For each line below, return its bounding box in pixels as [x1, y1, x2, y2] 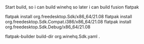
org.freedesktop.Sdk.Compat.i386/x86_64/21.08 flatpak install [5, 19, 132, 24]
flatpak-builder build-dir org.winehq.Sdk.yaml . [5, 34, 100, 39]
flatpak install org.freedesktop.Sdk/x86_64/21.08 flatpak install [5, 14, 132, 19]
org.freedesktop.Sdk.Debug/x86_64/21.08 [5, 24, 91, 30]
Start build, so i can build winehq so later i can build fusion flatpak [5, 4, 139, 10]
